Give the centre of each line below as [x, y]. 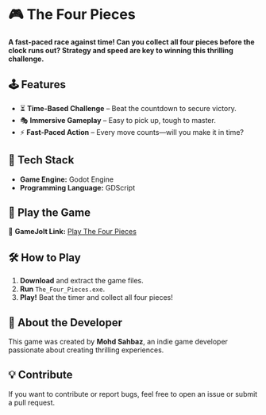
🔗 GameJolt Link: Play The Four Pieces [73, 232]
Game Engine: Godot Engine [66, 179]
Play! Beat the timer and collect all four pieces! [96, 298]
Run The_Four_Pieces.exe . [62, 289]
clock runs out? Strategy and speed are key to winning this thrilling [121, 50]
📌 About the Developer [66, 323]
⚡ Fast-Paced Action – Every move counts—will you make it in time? [132, 132]
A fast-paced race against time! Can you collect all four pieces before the [132, 42]
